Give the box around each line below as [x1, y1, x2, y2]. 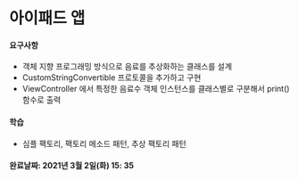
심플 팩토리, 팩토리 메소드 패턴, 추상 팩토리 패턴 [21, 138, 187, 149]
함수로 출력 [21, 94, 62, 105]
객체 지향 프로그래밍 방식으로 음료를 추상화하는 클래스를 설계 [21, 61, 233, 72]
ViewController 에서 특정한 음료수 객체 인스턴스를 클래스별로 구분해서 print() [21, 84, 290, 94]
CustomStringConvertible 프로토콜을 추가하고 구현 [21, 72, 202, 83]
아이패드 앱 [9, 8, 86, 28]
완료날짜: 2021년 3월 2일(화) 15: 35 [9, 160, 134, 171]
